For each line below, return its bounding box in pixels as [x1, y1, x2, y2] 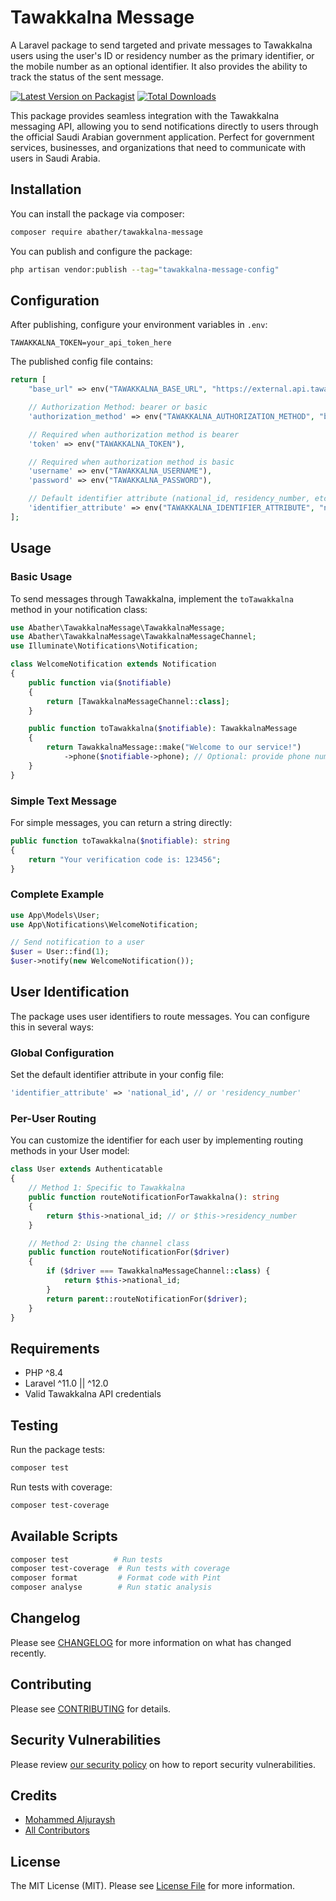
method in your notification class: [10, 603, 148, 615]
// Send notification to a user [10, 937, 145, 948]
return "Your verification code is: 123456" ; [28, 854, 222, 865]
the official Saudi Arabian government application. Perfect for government [10, 131, 315, 143]
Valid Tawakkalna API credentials [24, 1388, 162, 1400]
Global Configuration [10, 1046, 115, 1060]
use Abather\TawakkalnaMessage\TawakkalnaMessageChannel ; [10, 632, 257, 642]
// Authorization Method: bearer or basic [28, 402, 208, 413]
